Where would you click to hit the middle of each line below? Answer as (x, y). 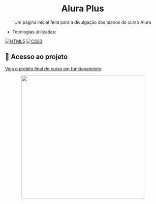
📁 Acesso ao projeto (36, 57)
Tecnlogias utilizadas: (34, 32)
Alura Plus (83, 9)
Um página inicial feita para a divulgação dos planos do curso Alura (83, 22)
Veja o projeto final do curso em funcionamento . (54, 68)
